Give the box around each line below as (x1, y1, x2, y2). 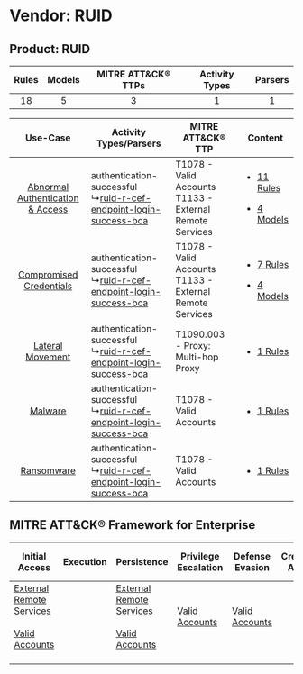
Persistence (115, 555, 169, 568)
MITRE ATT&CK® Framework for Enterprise (9, 517, 256, 533)
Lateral (32, 340, 63, 351)
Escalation (177, 560, 224, 573)
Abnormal (26, 181, 69, 193)
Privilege (179, 550, 220, 562)
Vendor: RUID (9, 5, 113, 26)
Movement (25, 351, 71, 363)
